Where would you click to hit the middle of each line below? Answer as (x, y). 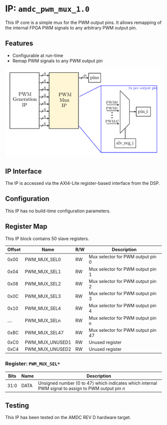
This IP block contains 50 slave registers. (47, 238)
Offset (14, 250)
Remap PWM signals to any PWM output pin (57, 61)
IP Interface (24, 171)
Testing (17, 405)
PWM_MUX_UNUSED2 (48, 349)
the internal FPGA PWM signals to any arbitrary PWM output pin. (71, 27)
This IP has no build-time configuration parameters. (58, 211)
